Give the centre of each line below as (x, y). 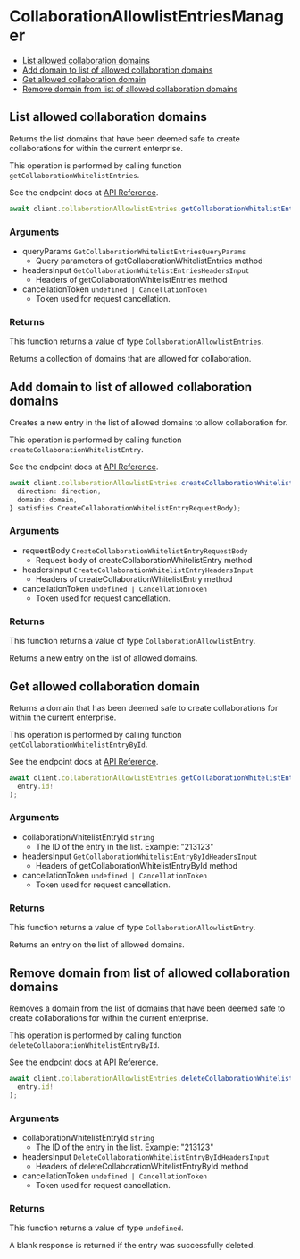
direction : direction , (59, 491)
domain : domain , (47, 500)
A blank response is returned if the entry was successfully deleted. (133, 1246)
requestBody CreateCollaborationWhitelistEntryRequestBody (135, 550)
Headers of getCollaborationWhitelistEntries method (131, 279)
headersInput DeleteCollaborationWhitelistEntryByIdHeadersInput (146, 1156)
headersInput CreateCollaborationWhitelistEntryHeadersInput (138, 570)
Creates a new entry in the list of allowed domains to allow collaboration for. (149, 423)
